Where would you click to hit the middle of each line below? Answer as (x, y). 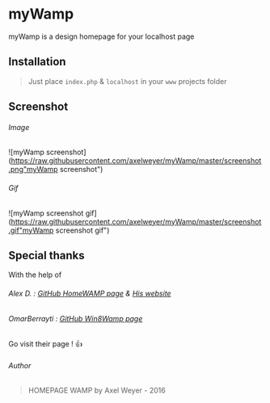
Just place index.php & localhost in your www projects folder (128, 81)
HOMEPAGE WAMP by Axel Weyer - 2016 (97, 390)
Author (20, 365)
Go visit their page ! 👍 (46, 344)
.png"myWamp (33, 170)
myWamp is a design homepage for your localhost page (101, 36)
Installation (37, 62)
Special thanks (46, 255)
